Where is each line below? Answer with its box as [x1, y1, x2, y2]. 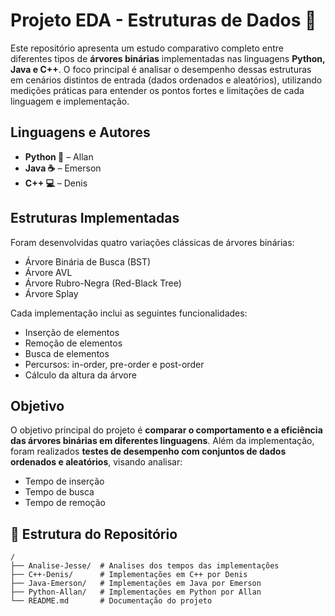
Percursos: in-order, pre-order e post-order [24, 358, 205, 370]
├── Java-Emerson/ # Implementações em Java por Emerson [10, 579, 262, 589]
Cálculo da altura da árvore [24, 369, 137, 381]
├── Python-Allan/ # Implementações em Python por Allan [10, 587, 262, 598]
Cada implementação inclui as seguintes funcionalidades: [10, 307, 248, 319]
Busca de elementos [24, 347, 110, 359]
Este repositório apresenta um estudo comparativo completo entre [10, 42, 284, 54]
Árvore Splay [24, 287, 79, 299]
